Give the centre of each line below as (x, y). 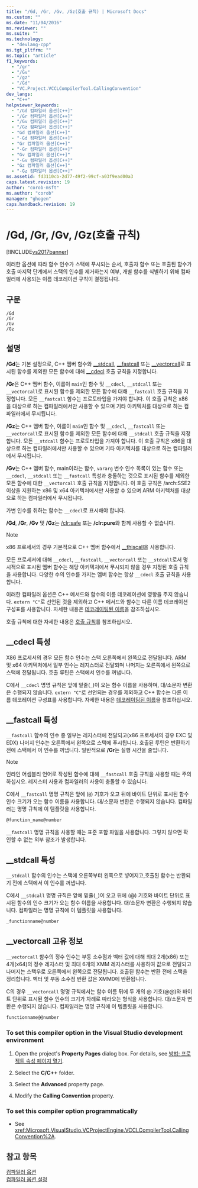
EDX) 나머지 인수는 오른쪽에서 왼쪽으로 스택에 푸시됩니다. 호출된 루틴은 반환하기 (98, 742)
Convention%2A (35, 1137)
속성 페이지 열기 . (45, 1061)
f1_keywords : (22, 61)
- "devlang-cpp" (31, 45)
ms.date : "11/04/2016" (34, 22)
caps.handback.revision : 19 (41, 204)
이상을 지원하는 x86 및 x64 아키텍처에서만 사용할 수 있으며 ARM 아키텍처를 (93, 490)
